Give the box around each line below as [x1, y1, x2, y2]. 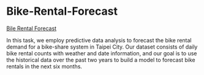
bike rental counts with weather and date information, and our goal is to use [6, 49, 197, 57]
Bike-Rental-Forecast [6, 4, 118, 18]
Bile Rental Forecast [6, 25, 57, 32]
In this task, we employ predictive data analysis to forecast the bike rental [6, 36, 192, 44]
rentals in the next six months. [6, 63, 83, 70]
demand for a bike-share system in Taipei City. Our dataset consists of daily [6, 43, 198, 50]
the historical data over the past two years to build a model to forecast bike [6, 56, 196, 63]
